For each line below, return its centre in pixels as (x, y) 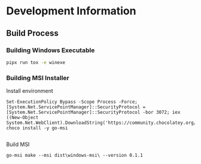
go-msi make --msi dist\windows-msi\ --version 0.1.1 (75, 156)
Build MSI (18, 144)
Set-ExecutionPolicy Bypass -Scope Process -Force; (72, 102)
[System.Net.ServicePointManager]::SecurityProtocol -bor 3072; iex (93, 113)
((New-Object (22, 118)
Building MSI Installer (38, 78)
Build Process (32, 33)
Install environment (30, 91)
